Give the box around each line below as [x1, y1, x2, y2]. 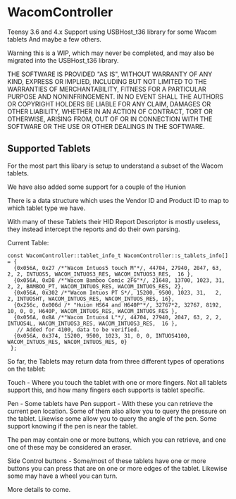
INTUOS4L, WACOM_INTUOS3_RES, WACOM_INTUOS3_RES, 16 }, [7, 320, 178, 327]
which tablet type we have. [7, 204, 86, 212]
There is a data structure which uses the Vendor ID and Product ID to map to [7, 196, 229, 204]
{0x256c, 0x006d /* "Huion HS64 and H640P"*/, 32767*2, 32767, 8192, [13, 301, 222, 309]
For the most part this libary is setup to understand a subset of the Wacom [7, 161, 223, 170]
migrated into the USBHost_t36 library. [7, 56, 119, 64]
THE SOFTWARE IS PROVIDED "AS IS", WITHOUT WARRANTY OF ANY [7, 70, 213, 78]
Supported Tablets [7, 142, 91, 155]
